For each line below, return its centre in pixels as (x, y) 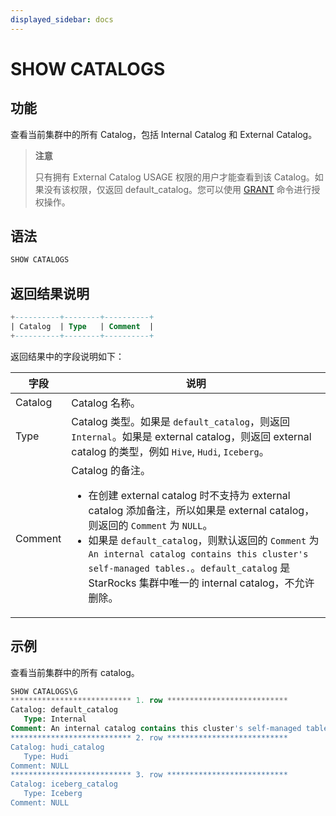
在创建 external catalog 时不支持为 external (189, 495)
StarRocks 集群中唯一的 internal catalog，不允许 (201, 583)
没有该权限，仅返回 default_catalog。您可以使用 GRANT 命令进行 (177, 189)
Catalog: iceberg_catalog (64, 784)
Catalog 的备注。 (111, 470)
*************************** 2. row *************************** (149, 737)
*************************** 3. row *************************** (149, 775)
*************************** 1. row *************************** (149, 701)
